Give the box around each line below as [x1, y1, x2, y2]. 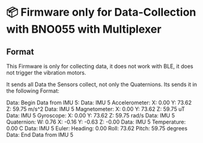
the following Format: [6, 87, 60, 95]
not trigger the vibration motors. [6, 69, 86, 76]
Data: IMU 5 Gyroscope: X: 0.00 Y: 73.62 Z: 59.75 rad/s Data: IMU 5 [6, 112, 175, 119]
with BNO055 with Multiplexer [6, 22, 162, 36]
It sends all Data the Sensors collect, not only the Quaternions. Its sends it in [6, 81, 198, 88]
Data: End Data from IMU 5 [6, 131, 74, 138]
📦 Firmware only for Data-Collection [6, 5, 196, 19]
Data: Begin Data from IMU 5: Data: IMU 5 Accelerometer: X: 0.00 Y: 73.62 [6, 99, 192, 106]
